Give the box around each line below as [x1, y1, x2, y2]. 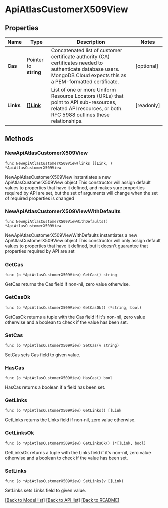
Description [76, 39, 105, 45]
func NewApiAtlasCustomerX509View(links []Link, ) [5, 161, 113, 166]
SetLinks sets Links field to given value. [5, 487, 86, 494]
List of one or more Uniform [51, 86, 116, 93]
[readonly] [135, 102, 160, 109]
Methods [5, 134, 34, 143]
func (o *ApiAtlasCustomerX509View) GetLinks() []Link [5, 408, 122, 413]
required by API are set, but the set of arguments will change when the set [5, 190, 158, 196]
